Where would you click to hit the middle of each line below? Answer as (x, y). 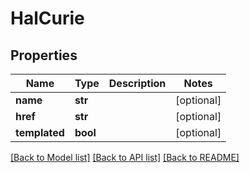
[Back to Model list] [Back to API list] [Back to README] (125, 157)
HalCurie (47, 18)
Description (137, 83)
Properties (44, 55)
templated (40, 132)
